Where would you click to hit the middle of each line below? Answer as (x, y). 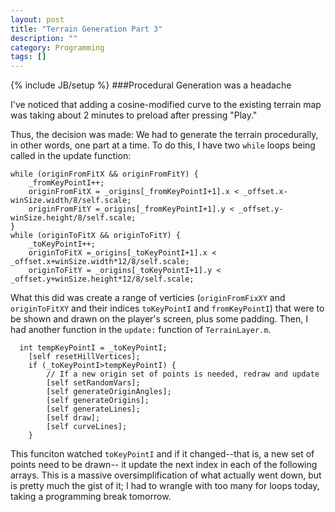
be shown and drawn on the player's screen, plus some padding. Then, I (159, 319)
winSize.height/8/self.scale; (73, 218)
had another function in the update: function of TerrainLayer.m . (141, 330)
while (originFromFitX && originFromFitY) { (104, 174)
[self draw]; (73, 418)
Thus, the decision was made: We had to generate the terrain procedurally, (164, 135)
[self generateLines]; (93, 409)
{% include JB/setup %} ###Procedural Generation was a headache (151, 85)
